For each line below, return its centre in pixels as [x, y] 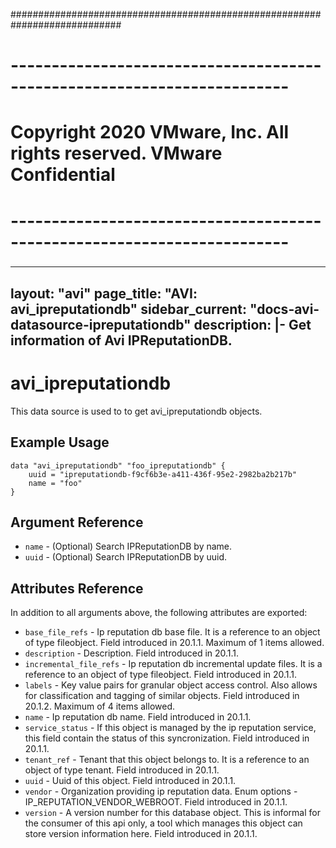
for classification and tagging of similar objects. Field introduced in [162, 696]
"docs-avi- [284, 309]
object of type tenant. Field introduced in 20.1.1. [122, 770]
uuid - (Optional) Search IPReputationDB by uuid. [125, 557]
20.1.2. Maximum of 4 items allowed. [99, 706]
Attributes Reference [77, 588]
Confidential [63, 175]
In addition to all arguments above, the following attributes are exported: [159, 613]
